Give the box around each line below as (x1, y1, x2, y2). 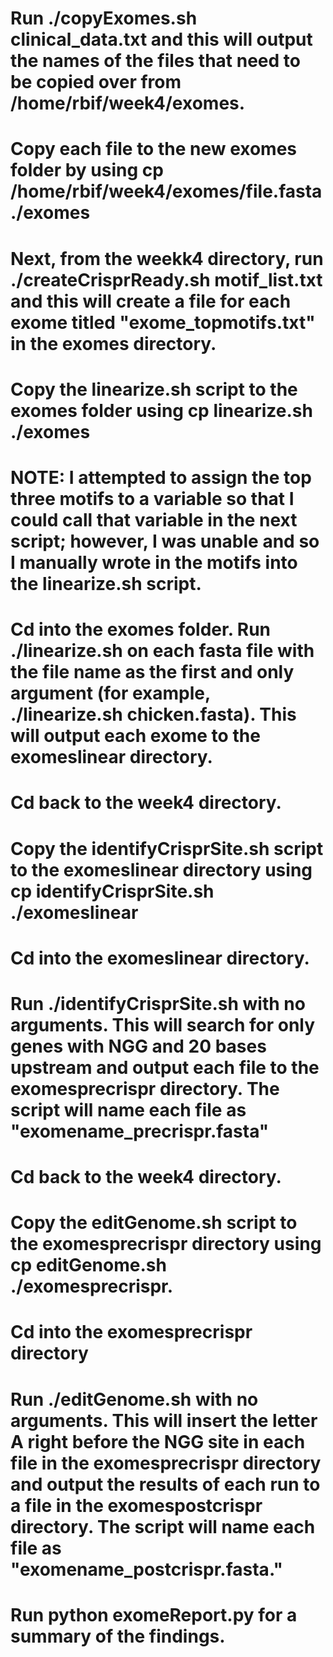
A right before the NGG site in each (10, 1430, 306, 1453)
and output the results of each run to (10, 1473, 321, 1496)
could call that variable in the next (10, 508, 298, 531)
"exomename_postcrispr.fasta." (10, 1558, 283, 1581)
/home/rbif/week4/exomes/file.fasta (10, 180, 323, 203)
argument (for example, (10, 682, 211, 705)
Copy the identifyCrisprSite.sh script (10, 837, 324, 860)
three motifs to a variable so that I (10, 487, 295, 510)
